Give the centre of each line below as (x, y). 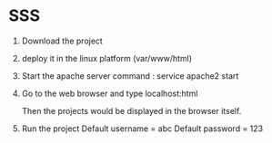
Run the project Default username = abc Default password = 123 (142, 129)
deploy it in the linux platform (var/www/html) (107, 58)
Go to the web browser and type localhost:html (110, 93)
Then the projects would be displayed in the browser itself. (131, 110)
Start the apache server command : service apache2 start (130, 76)
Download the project (62, 41)
